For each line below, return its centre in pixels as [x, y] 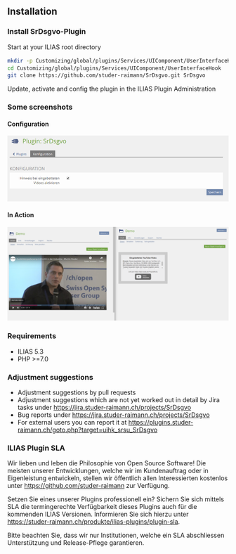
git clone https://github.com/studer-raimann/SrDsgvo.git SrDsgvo [106, 76]
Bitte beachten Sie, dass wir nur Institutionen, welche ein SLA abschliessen [116, 535]
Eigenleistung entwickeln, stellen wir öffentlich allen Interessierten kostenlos [118, 478]
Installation [32, 12]
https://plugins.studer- [161, 423]
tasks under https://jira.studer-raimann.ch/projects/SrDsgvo [104, 408]
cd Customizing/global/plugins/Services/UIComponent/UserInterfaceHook [114, 68]
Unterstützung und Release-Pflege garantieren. [76, 543]
